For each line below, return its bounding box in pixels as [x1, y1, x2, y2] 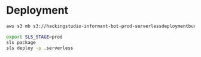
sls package [6, 39, 36, 45]
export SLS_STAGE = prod [6, 34, 63, 40]
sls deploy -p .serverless [6, 45, 74, 51]
